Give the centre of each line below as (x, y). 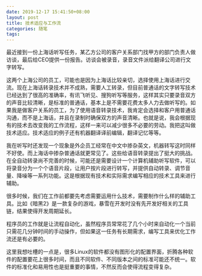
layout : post (23, 17)
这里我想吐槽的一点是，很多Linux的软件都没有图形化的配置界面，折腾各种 (97, 252)
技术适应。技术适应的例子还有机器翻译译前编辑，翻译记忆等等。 (85, 133)
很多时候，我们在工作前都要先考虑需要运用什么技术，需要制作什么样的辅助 (98, 196)
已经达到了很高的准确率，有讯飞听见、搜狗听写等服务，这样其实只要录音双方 (101, 95)
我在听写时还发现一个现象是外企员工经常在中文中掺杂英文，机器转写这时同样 (101, 146)
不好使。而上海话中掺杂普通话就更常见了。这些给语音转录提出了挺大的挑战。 (101, 153)
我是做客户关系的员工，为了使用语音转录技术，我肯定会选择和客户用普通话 (103, 110)
